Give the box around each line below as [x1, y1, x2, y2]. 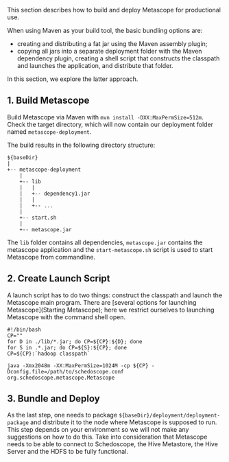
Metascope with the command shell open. [7, 312, 125, 321]
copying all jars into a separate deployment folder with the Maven [16, 47, 202, 55]
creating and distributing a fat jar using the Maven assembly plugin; [16, 40, 208, 47]
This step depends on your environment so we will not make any [7, 426, 189, 434]
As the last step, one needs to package [7, 411, 118, 419]
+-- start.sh [19, 214, 57, 221]
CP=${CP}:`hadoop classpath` [7, 350, 91, 357]
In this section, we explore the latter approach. [7, 75, 138, 83]
